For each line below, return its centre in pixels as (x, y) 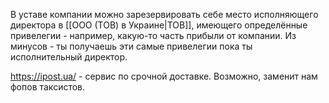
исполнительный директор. (69, 57)
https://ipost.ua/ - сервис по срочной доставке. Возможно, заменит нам (164, 76)
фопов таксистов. (48, 87)
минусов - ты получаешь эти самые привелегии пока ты (131, 46)
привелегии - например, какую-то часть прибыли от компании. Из (153, 35)
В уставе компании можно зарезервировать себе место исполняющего (164, 14)
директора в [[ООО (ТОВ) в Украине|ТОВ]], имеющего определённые (159, 25)
